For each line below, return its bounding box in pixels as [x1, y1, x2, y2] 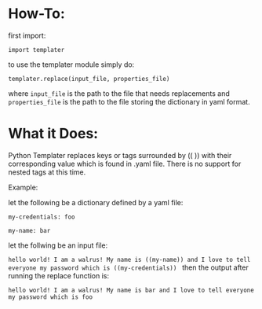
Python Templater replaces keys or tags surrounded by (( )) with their [8, 150, 232, 160]
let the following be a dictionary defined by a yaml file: [8, 197, 184, 207]
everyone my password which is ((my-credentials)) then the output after [8, 263, 249, 272]
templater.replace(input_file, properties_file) [8, 75, 170, 83]
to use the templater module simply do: [8, 60, 135, 69]
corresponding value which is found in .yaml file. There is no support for [8, 159, 242, 168]
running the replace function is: [8, 270, 110, 280]
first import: [8, 31, 46, 40]
